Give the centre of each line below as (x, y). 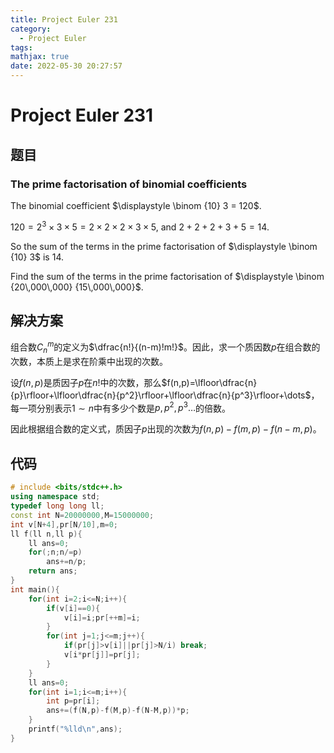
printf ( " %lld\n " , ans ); (75, 729)
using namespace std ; (55, 497)
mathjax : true (40, 57)
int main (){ (35, 589)
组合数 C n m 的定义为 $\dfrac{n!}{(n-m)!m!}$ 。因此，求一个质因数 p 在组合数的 (165, 347)
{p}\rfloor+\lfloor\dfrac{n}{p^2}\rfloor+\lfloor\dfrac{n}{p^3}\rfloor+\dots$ (161, 395)
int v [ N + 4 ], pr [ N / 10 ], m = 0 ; (64, 524)
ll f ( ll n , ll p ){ (46, 534)
